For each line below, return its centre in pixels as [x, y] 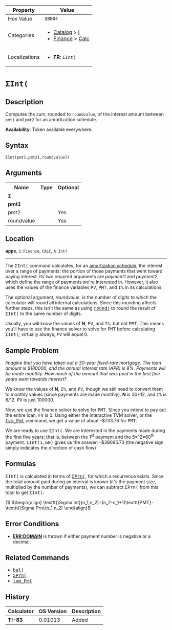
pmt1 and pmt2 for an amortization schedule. [51, 119]
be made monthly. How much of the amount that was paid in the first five [83, 374]
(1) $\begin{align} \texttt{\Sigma [39, 502]
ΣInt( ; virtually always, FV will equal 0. [47, 334]
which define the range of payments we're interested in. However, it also [82, 282]
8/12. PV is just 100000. [30, 400]
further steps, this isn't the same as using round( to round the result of [81, 308]
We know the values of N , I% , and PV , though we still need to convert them [84, 389]
